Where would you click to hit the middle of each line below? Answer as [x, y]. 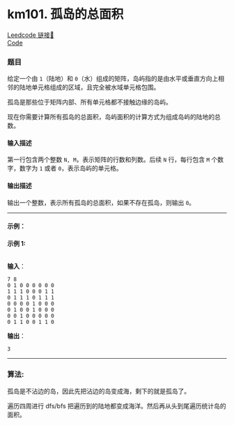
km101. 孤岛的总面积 [65, 14]
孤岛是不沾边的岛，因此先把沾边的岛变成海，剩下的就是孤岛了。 [99, 391]
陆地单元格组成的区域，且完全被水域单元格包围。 [89, 87]
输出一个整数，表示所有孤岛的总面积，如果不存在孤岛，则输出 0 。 [101, 202]
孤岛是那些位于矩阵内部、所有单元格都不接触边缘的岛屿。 [89, 102]
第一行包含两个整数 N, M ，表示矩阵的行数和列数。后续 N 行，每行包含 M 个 [112, 160]
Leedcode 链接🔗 [31, 35]
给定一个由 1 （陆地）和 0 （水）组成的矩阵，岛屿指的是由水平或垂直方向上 [113, 79]
